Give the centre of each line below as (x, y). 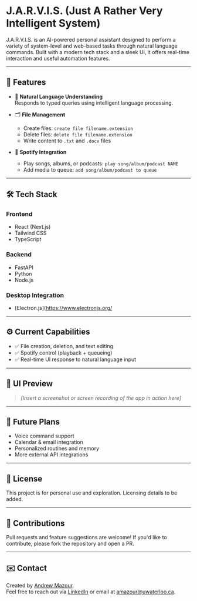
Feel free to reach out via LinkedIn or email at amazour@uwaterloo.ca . (91, 592)
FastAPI (24, 267)
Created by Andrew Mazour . (40, 585)
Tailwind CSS (30, 233)
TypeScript (28, 239)
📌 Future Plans (33, 422)
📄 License (24, 478)
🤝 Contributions (35, 523)
